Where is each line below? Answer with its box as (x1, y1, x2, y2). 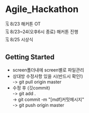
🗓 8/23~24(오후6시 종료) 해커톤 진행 (5, 29, 79, 35)
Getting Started (5, 53, 55, 61)
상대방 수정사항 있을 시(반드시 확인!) (12, 73, 83, 79)
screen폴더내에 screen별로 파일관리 (12, 67, 84, 73)
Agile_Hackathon (5, 4, 79, 15)
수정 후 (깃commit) (12, 84, 50, 91)
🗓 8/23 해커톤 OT (5, 21, 41, 27)
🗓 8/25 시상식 (5, 36, 34, 42)
